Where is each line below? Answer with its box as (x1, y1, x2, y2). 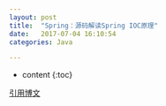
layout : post (9, 12, 57, 22)
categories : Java (9, 37, 73, 47)
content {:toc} (21, 70, 73, 80)
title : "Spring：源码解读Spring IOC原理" (9, 21, 159, 30)
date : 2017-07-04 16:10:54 (9, 29, 117, 38)
